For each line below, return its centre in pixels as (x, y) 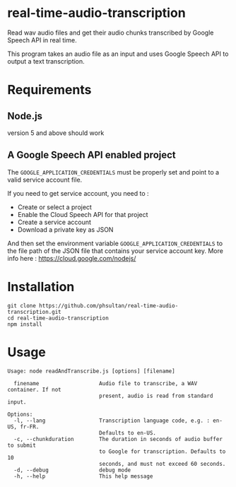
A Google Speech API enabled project (92, 155)
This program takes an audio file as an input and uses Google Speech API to (118, 54)
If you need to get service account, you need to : (78, 193)
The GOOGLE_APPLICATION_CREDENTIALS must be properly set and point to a (113, 172)
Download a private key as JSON (65, 229)
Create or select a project (54, 207)
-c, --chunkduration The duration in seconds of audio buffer (118, 439)
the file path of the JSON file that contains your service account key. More (116, 251)
